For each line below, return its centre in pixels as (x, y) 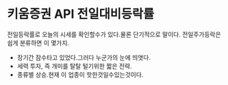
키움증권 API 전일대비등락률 (81, 14)
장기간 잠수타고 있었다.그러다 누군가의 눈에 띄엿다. (84, 57)
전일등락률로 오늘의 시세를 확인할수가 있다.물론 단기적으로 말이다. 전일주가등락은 (114, 34)
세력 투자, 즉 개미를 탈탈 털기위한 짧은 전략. (74, 66)
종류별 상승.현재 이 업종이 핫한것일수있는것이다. (80, 74)
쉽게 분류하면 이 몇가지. (38, 42)
